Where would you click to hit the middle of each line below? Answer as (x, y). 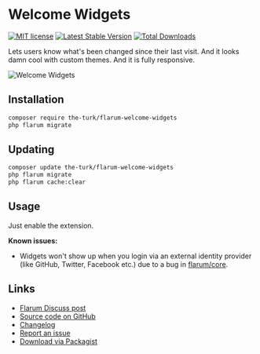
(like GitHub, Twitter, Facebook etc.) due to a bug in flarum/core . (124, 264)
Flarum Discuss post (53, 308)
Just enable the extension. (51, 225)
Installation (36, 100)
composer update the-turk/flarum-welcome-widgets (91, 168)
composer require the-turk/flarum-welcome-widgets (93, 118)
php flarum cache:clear (47, 182)
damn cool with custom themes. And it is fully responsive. (101, 60)
